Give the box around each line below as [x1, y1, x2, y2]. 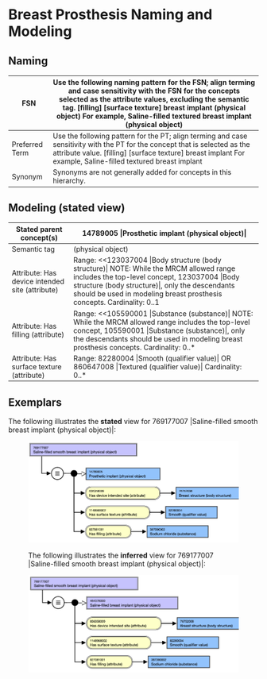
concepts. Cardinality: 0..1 [73, 298, 160, 307]
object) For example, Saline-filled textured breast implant [56, 111, 252, 121]
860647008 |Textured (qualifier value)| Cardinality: [73, 361, 242, 371]
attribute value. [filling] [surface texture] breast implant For [52, 148, 245, 157]
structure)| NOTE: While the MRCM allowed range [73, 264, 236, 273]
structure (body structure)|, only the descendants [73, 280, 235, 291]
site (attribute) [11, 284, 59, 295]
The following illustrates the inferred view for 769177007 [28, 550, 214, 560]
